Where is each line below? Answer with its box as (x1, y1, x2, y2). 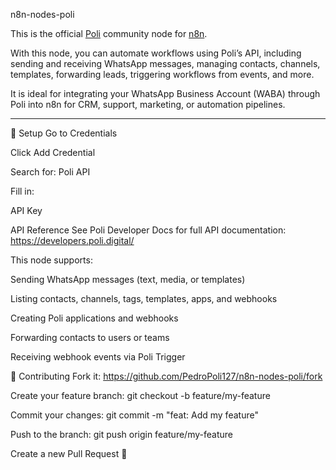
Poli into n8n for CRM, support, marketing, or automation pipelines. (10, 99, 286, 110)
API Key (10, 205, 43, 216)
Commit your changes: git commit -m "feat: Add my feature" (10, 409, 259, 421)
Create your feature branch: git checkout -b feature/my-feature (10, 390, 271, 401)
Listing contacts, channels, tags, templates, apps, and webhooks (10, 293, 278, 304)
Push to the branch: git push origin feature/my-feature (10, 429, 233, 440)
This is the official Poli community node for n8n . (10, 28, 208, 39)
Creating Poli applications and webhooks (10, 312, 179, 324)
